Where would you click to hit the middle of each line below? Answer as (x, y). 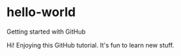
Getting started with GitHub (46, 31)
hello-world (41, 12)
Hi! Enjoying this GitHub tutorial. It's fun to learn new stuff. (90, 45)
